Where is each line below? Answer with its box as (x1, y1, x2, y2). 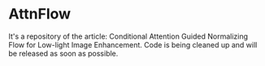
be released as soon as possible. (8, 48, 119, 58)
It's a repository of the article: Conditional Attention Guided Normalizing (8, 31, 249, 41)
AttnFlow (8, 5, 72, 23)
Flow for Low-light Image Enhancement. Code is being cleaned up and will (8, 39, 258, 49)
